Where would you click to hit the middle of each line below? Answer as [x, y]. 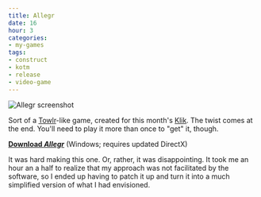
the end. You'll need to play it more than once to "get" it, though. [113, 129]
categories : [28, 38]
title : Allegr [32, 15]
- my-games [26, 45]
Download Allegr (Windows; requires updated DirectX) [98, 144]
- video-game [30, 82]
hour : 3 [21, 30]
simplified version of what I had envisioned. [79, 184]
